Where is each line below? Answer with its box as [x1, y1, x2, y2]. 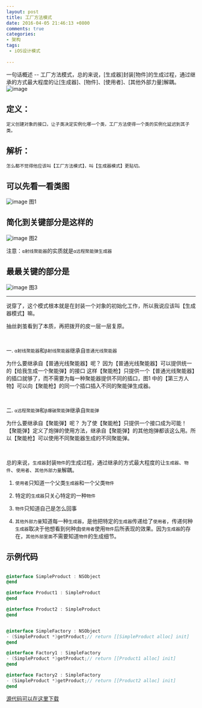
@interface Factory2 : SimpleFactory [6, 672, 101, 678]
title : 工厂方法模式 [6, 14, 52, 20]
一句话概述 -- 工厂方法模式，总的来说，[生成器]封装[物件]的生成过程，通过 [6, 70, 191, 78]
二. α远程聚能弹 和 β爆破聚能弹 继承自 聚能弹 [6, 407, 99, 414]
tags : [6, 43, 20, 49]
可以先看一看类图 [6, 181, 70, 191]
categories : [6, 31, 36, 37]
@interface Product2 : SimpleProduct [6, 606, 101, 612]
